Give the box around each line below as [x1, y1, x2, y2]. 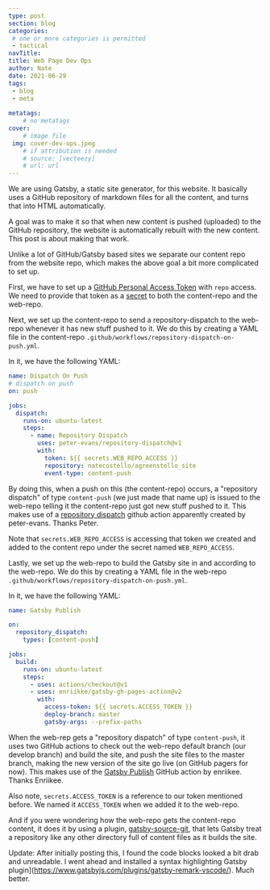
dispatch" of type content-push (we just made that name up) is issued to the [8, 492, 260, 502]
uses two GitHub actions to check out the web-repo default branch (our [8, 741, 247, 750]
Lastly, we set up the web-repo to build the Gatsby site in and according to [8, 558, 256, 567]
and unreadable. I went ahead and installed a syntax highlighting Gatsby [8, 856, 247, 866]
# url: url [23, 162, 60, 170]
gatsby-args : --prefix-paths [44, 717, 143, 726]
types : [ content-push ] [23, 636, 99, 644]
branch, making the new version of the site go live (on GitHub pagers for [8, 758, 248, 767]
